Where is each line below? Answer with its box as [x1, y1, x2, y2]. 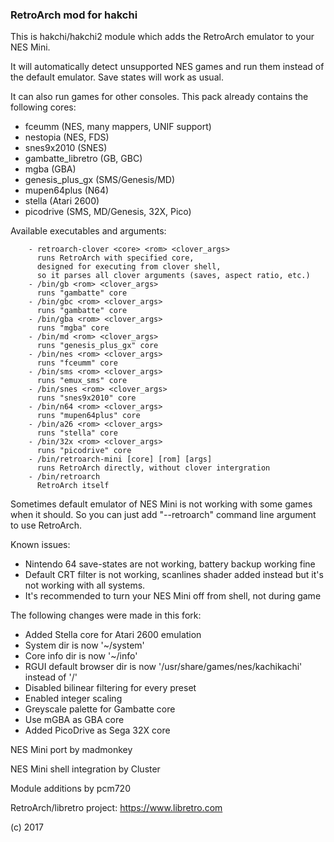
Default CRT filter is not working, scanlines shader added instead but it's [24, 569, 324, 581]
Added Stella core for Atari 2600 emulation [24, 629, 202, 641]
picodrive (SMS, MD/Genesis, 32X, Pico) [24, 206, 192, 218]
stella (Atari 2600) [24, 195, 100, 207]
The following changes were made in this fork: [10, 609, 202, 622]
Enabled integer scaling [24, 693, 123, 705]
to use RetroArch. [10, 519, 83, 532]
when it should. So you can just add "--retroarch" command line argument [10, 509, 317, 521]
